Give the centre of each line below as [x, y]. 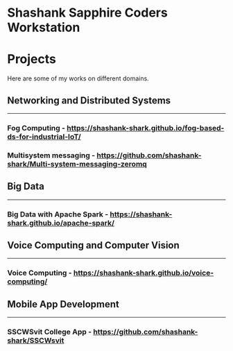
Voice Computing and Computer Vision [94, 245]
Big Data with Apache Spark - [58, 214]
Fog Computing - [36, 128]
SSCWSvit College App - [50, 332]
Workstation [44, 27]
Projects [32, 59]
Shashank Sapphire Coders [87, 13]
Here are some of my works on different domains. [78, 78]
